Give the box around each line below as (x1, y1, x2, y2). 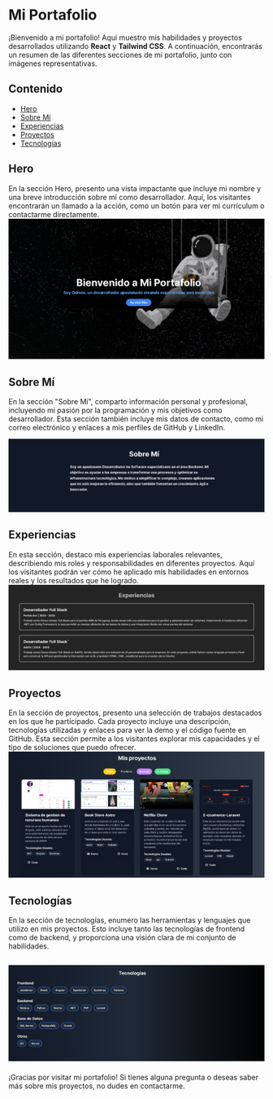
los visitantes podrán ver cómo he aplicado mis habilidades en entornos (8, 567, 249, 577)
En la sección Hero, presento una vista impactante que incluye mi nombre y (8, 183, 262, 193)
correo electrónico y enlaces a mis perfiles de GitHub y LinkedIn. (8, 423, 226, 433)
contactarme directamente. (8, 209, 100, 219)
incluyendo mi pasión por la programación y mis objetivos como (8, 405, 223, 416)
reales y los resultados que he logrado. (8, 575, 140, 585)
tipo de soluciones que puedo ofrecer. (8, 742, 136, 752)
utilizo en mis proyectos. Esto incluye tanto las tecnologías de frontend (8, 924, 245, 934)
